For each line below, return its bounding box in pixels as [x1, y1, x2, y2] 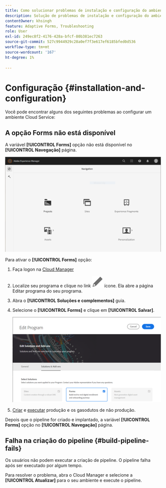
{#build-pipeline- [94, 436, 149, 445]
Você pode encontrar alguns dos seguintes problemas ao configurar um [5, 109, 152, 115]
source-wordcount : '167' [5, 49, 56, 54]
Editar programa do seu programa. [12, 288, 83, 294]
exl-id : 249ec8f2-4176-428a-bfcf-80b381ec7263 [5, 34, 103, 39]
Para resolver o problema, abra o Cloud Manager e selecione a [5, 472, 133, 478]
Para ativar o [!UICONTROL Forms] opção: [5, 256, 92, 262]
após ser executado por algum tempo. [5, 463, 83, 469]
